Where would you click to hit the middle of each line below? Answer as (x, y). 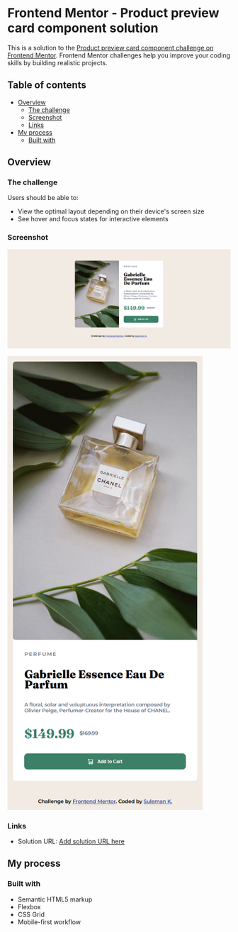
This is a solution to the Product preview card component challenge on (110, 48)
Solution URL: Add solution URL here (71, 841)
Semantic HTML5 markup (55, 899)
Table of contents (47, 85)
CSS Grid (31, 914)
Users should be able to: (43, 198)
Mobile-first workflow (49, 922)
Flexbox (29, 906)
